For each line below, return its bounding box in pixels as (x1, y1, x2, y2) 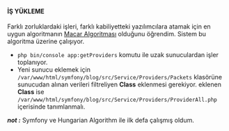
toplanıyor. (17, 58, 48, 67)
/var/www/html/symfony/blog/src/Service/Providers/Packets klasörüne (17, 73, 223, 82)
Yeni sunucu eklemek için (17, 65, 90, 74)
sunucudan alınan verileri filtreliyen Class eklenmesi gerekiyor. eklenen (17, 80, 221, 88)
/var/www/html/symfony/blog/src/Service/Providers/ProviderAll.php (17, 96, 217, 104)
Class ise (17, 88, 45, 96)
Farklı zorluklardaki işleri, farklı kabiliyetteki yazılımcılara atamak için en (7, 22, 211, 31)
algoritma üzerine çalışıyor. (7, 37, 85, 46)
